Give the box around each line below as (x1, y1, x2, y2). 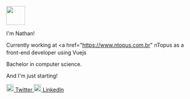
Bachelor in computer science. (6, 61, 82, 68)
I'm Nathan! (6, 30, 35, 37)
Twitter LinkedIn (14, 86, 64, 93)
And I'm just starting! (6, 72, 58, 79)
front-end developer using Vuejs (6, 49, 87, 56)
